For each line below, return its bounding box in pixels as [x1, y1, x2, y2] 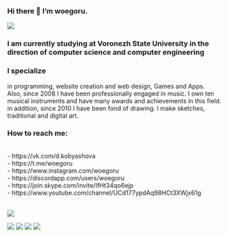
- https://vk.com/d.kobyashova [7, 152, 96, 160]
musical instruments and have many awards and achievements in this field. [7, 96, 221, 105]
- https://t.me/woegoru [7, 159, 73, 167]
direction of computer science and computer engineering [7, 48, 205, 58]
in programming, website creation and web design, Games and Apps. [7, 82, 205, 90]
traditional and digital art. [7, 111, 78, 120]
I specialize [7, 66, 47, 76]
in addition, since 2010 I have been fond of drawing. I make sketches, [7, 104, 205, 112]
